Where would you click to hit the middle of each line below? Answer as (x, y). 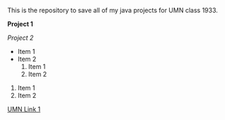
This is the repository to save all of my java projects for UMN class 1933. (112, 10)
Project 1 (20, 24)
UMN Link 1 (24, 109)
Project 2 (21, 38)
